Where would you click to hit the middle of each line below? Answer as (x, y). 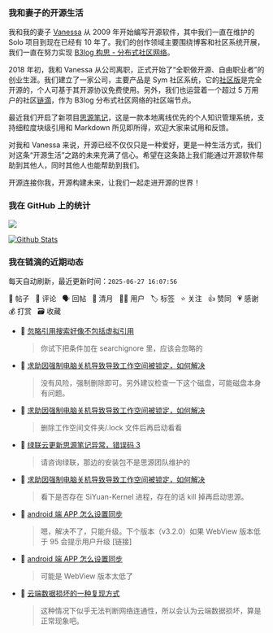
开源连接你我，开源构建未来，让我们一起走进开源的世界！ (104, 183)
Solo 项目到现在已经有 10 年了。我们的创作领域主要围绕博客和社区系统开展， (136, 42)
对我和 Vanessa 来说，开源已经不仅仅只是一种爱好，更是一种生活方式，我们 (135, 145)
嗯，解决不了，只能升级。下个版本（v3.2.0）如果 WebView (139, 531)
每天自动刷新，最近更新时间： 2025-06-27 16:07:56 (93, 281)
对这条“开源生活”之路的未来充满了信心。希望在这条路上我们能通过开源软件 (133, 155)
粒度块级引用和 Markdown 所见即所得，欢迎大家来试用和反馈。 (128, 128)
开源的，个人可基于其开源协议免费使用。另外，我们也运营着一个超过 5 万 (130, 90)
